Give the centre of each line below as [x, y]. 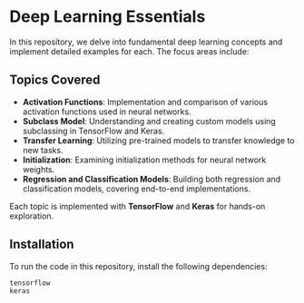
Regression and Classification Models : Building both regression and [152, 179]
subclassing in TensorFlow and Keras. [93, 131]
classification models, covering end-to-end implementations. [137, 189]
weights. [39, 169]
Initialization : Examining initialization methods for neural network [144, 160]
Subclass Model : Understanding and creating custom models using [149, 121]
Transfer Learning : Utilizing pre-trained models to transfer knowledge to [158, 140]
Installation [42, 244]
